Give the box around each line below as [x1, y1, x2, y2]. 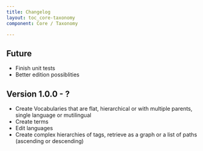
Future [6, 48, 33, 59]
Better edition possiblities [15, 71, 80, 78]
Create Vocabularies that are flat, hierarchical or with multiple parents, [15, 105, 193, 112]
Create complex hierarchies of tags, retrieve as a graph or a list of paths [15, 131, 197, 138]
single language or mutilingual [15, 111, 92, 119]
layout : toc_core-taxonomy [6, 15, 75, 21]
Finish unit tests [15, 65, 56, 72]
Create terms [15, 118, 49, 125]
